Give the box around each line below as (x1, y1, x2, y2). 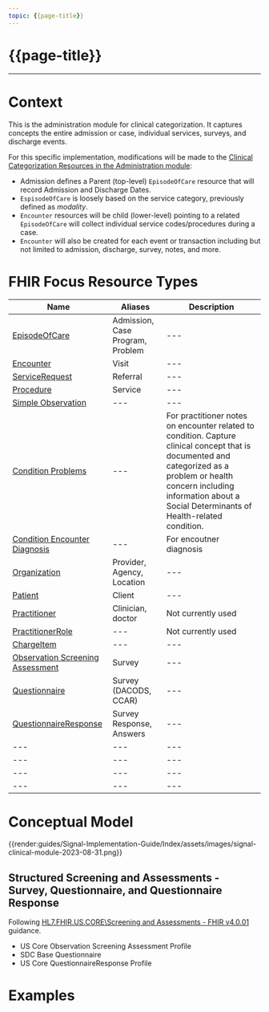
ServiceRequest (12, 371, 72, 382)
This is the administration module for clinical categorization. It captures (8, 120, 243, 129)
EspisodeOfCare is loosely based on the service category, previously (19, 193, 244, 203)
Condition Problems (12, 465, 86, 477)
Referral (111, 371, 143, 382)
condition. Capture (166, 430, 236, 441)
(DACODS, (111, 685, 152, 697)
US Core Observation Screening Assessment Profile (19, 941, 192, 951)
